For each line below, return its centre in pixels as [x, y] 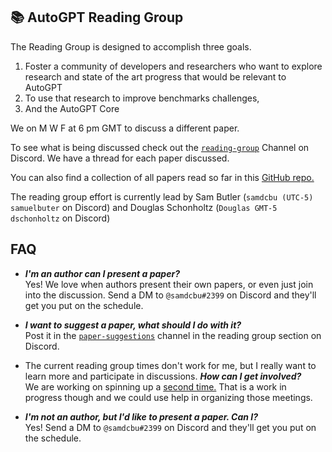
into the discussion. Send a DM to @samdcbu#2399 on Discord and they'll [170, 295]
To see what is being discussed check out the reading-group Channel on [160, 147]
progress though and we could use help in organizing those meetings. [168, 397]
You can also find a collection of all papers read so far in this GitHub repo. [162, 177]
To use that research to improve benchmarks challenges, [142, 98]
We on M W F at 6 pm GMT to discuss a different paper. [125, 128]
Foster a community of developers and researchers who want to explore [173, 66]
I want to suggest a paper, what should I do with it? [133, 325]
